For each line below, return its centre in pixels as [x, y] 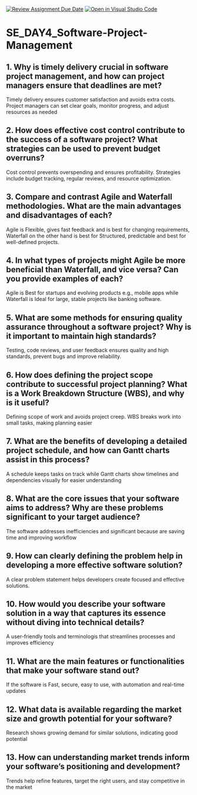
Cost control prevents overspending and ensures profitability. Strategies [94, 172]
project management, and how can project [85, 76]
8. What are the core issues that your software [93, 499]
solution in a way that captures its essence [86, 613]
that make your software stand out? [73, 670]
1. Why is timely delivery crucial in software [87, 67]
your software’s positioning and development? [93, 766]
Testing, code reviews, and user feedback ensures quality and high [87, 350]
